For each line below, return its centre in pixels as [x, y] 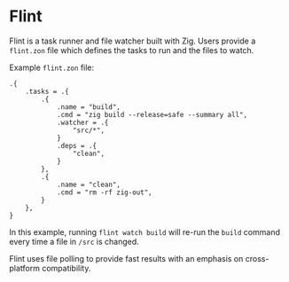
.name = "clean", [89, 184]
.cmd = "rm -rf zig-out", [104, 192]
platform [24, 268]
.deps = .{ [77, 145]
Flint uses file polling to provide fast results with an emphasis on [126, 258]
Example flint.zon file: [52, 67]
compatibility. [66, 268]
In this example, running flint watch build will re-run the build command [145, 231]
